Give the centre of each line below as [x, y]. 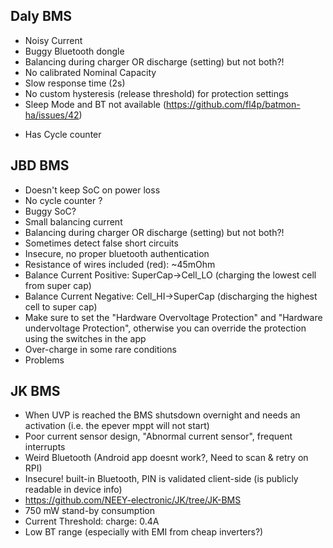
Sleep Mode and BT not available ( [95, 104]
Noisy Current [53, 40]
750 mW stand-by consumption [90, 511]
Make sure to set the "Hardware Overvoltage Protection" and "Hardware [173, 317]
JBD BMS [40, 165]
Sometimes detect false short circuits [101, 243]
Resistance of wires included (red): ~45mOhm [120, 264]
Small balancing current [73, 221]
